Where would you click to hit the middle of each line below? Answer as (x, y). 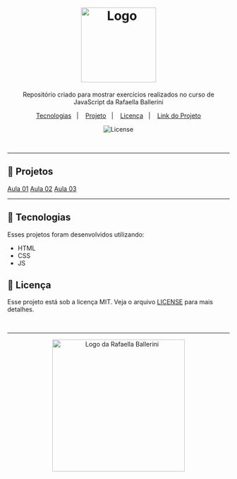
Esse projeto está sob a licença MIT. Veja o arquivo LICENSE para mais (110, 302)
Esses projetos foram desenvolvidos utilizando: (76, 234)
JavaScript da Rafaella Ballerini (119, 101)
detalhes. (21, 309)
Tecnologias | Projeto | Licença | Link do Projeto (119, 116)
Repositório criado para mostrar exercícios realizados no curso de (119, 94)
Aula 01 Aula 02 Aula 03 (42, 188)
